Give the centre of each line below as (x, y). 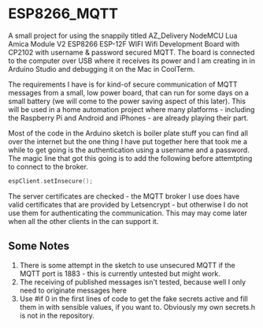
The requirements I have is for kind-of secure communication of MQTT (123, 84)
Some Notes (39, 246)
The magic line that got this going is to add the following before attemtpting (130, 158)
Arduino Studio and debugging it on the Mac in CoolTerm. (102, 69)
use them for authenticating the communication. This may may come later (128, 213)
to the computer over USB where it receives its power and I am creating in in (132, 61)
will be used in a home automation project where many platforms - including (131, 109)
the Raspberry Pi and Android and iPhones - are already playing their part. (128, 117)
